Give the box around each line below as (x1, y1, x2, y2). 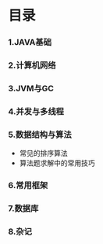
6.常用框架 (8, 180, 48, 191)
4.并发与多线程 (8, 105, 65, 116)
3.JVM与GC (8, 83, 55, 94)
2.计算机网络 (8, 60, 56, 71)
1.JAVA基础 (8, 37, 52, 48)
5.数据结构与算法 (8, 129, 72, 140)
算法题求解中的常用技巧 (19, 158, 95, 168)
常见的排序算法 (19, 149, 68, 158)
